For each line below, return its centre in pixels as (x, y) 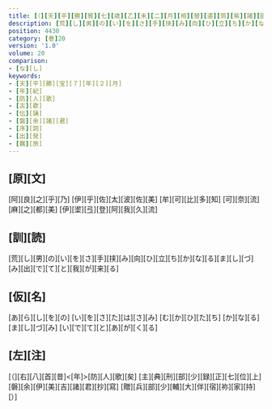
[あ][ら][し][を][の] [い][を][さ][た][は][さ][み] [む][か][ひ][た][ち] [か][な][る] (134, 317)
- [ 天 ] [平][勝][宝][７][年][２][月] (66, 83)
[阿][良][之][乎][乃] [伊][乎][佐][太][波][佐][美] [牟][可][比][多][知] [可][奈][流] (134, 200)
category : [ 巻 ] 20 (37, 38)
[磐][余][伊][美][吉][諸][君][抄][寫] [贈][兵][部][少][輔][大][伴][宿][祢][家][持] (132, 386)
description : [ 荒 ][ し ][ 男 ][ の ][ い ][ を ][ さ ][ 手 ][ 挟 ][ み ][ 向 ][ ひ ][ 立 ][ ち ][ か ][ (134, 23)
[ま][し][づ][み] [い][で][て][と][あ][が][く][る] (83, 327)
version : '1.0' (34, 46)
